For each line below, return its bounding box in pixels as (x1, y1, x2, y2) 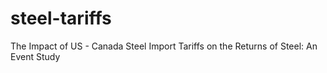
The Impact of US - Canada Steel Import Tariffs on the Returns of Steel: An (10, 40, 318, 52)
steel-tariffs (10, 7, 112, 30)
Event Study (10, 50, 61, 62)
